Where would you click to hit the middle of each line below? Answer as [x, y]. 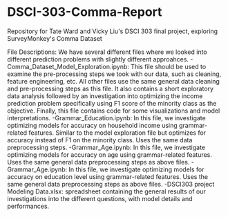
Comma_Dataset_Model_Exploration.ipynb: [68, 66]
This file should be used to [168, 66]
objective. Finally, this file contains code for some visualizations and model [114, 111]
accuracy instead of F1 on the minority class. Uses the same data [100, 140]
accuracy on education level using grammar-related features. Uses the [108, 176]
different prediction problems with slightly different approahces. [98, 59]
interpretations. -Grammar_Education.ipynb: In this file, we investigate [106, 117]
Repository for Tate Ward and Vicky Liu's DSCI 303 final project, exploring [113, 31]
